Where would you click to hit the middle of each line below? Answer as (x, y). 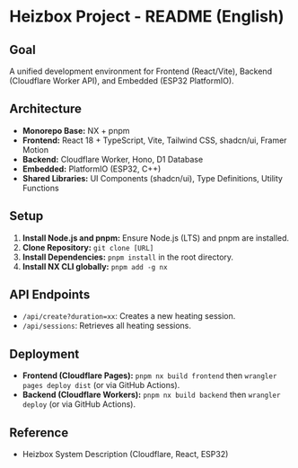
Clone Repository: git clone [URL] (88, 247)
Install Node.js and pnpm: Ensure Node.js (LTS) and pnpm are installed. (156, 238)
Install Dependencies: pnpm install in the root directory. (128, 257)
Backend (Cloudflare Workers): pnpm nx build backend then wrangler (151, 395)
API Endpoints (50, 295)
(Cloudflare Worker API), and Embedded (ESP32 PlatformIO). (122, 81)
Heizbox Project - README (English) (147, 17)
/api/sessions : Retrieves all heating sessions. (106, 326)
